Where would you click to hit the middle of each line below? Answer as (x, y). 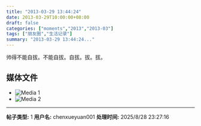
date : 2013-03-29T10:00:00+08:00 (48, 17)
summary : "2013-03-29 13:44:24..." (51, 39)
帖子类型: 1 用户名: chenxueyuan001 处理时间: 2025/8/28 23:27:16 (88, 116)
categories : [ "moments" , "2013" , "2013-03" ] (60, 28)
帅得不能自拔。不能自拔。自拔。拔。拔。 (56, 57)
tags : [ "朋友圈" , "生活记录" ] (39, 34)
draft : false (22, 23)
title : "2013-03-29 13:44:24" (44, 12)
